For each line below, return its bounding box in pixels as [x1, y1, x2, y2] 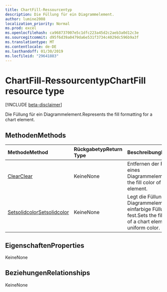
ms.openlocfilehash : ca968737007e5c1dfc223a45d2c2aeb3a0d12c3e [5, 30, 139, 35]
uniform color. [127, 224, 160, 231]
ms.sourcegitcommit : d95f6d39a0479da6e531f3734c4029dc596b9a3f [5, 35, 139, 40]
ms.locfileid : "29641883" [5, 53, 59, 59]
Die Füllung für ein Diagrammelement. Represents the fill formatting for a [5, 111, 153, 117]
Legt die [127, 193, 147, 200]
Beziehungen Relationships [5, 269, 90, 277]
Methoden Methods [5, 131, 66, 140]
